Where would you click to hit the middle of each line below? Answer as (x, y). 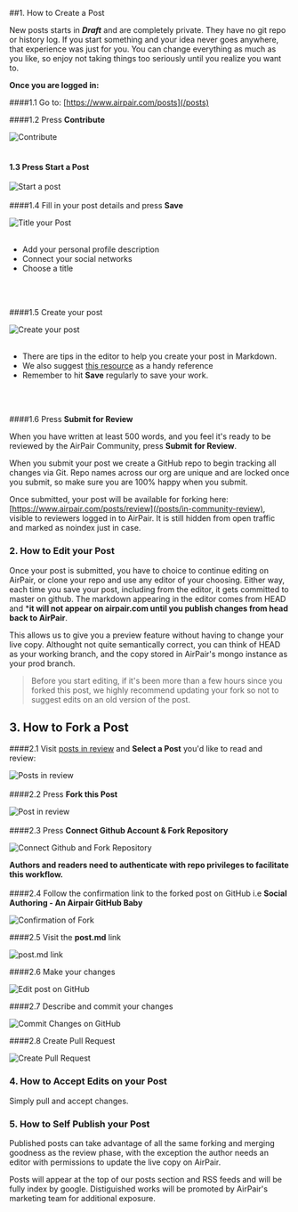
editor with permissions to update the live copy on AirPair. (115, 1162)
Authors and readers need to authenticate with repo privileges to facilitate (149, 865)
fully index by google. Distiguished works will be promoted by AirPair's (139, 1189)
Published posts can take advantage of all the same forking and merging (142, 1143)
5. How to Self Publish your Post (80, 1124)
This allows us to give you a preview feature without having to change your (146, 635)
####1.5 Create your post (56, 313)
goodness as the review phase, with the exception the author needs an (139, 1152)
